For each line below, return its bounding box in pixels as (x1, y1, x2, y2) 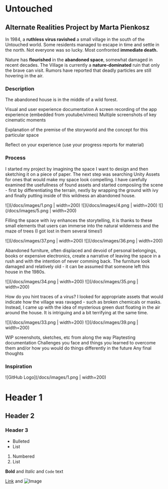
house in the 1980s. (5, 269, 46, 275)
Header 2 (5, 412, 35, 420)
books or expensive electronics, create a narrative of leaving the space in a (5, 253, 161, 259)
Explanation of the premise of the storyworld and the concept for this (5, 127, 148, 133)
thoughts (5, 350, 24, 356)
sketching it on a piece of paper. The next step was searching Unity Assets (5, 171, 160, 177)
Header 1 (5, 392, 43, 403)
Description (5, 85, 35, 92)
